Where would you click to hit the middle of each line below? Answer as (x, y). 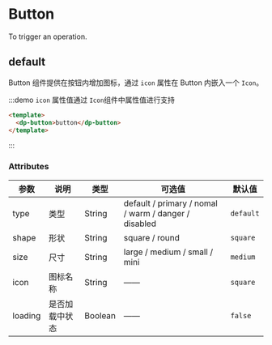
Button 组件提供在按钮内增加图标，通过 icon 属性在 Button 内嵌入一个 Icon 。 (136, 83)
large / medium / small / (168, 252)
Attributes (29, 167)
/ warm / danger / (157, 213)
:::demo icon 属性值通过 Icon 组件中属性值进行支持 (92, 100)
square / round (151, 237)
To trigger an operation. (48, 36)
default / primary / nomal (171, 203)
